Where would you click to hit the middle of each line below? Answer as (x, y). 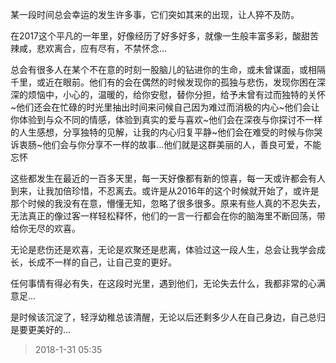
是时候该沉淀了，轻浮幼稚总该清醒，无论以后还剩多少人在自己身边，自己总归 (168, 317)
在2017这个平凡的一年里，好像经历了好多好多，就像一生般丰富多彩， (151, 36)
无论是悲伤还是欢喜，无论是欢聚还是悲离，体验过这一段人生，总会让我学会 (163, 249)
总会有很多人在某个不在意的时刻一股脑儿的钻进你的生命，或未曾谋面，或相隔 (168, 69)
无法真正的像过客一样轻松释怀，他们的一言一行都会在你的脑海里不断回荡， (163, 216)
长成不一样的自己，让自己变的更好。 (102, 262)
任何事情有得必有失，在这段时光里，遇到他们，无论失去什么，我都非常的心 (163, 283)
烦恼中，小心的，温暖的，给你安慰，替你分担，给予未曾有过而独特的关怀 (176, 94)
